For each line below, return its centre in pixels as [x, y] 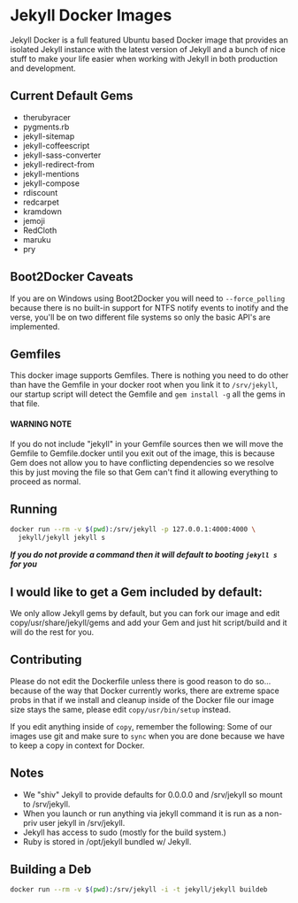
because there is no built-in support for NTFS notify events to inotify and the [149, 307]
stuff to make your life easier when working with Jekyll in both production [144, 58]
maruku [37, 239]
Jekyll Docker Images [91, 15]
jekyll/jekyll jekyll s [61, 538]
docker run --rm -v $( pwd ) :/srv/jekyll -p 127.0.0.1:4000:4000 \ [133, 529]
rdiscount [40, 192]
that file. [25, 404]
